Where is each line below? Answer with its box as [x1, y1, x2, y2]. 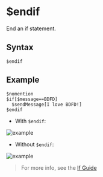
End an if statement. [6, 25, 56, 32]
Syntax [6, 42, 34, 53]
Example [6, 75, 40, 85]
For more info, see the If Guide [20, 164, 98, 171]
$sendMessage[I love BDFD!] [11, 101, 83, 108]
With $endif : [14, 117, 46, 124]
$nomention [6, 91, 34, 97]
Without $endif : [14, 141, 54, 148]
